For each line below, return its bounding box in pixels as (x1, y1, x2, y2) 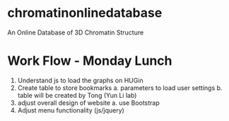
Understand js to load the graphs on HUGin (17, 76, 143, 84)
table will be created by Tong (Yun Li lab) (17, 91, 137, 99)
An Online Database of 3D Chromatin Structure (7, 28, 144, 37)
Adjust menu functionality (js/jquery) (17, 106, 125, 114)
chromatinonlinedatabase (7, 5, 163, 21)
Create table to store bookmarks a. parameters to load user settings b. (17, 83, 223, 92)
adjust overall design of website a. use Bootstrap (17, 98, 160, 107)
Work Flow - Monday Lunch (7, 53, 172, 69)
